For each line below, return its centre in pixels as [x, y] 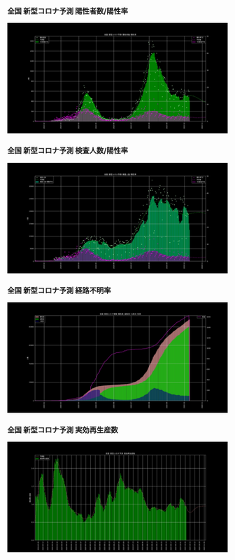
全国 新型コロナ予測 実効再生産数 [63, 429]
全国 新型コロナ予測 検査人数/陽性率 [67, 151]
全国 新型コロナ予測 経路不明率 [59, 291]
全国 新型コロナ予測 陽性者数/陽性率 [67, 11]
